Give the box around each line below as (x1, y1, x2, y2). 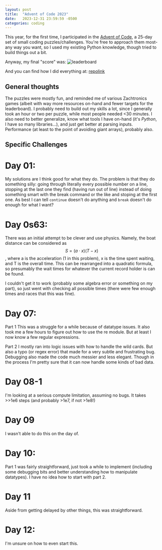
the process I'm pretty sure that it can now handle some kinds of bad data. (5, 359, 155, 365)
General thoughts (5, 82, 59, 91)
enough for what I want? (5, 202, 54, 208)
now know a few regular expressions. (5, 334, 80, 340)
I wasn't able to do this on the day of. (5, 431, 79, 437)
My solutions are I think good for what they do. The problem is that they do (5, 176, 155, 182)
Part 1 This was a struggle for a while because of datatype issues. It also (5, 324, 150, 330)
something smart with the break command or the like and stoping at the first (5, 192, 157, 198)
